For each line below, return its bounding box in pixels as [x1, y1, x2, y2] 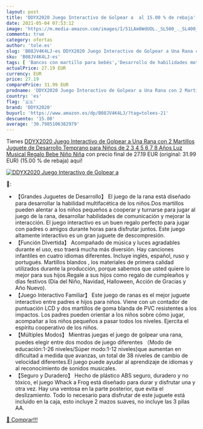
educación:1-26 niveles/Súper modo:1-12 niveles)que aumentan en [14, 346, 181, 353]
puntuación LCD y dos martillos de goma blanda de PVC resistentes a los [14, 305, 197, 312]
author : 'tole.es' [6, 43, 53, 49]
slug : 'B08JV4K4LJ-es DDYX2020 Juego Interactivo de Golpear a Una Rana [6, 48, 193, 54]
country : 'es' [6, 93, 42, 99]
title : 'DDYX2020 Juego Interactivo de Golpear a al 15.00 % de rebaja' [6, 15, 196, 21]
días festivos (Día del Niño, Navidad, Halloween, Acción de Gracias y [14, 278, 186, 285]
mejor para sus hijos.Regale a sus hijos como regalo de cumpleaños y [14, 271, 189, 279]
